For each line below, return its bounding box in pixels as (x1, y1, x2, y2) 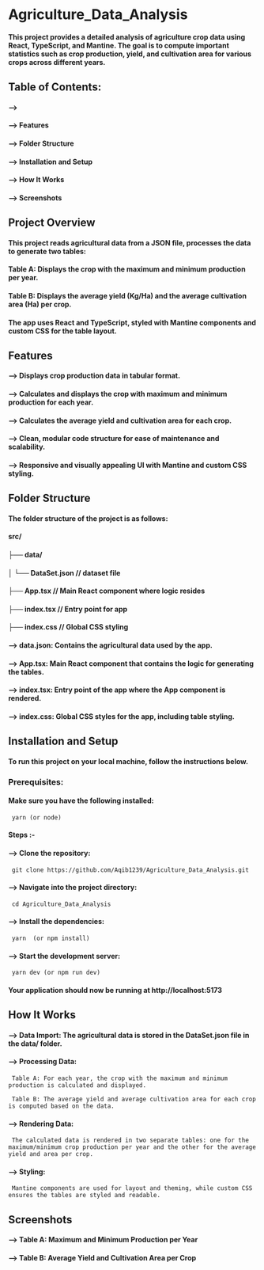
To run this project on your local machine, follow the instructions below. (8, 756, 249, 766)
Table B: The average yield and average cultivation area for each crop (11, 1095, 257, 1104)
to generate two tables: (8, 246, 87, 256)
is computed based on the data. (8, 1102, 115, 1110)
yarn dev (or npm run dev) (11, 968, 101, 977)
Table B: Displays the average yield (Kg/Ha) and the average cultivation (8, 291, 247, 300)
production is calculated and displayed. (8, 1082, 147, 1089)
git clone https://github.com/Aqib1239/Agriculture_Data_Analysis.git (11, 865, 249, 874)
